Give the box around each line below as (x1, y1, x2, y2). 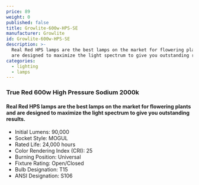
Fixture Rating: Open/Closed (14, 160, 84, 167)
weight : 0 (6, 14, 31, 20)
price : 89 (6, 8, 31, 15)
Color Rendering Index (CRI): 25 (14, 147, 93, 154)
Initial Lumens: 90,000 (14, 128, 69, 136)
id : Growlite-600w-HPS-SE (6, 36, 70, 42)
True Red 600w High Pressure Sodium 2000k (6, 88, 139, 97)
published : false (6, 19, 49, 25)
